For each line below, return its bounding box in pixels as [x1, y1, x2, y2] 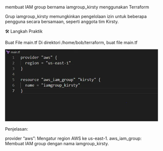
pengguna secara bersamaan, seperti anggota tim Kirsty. [5, 19, 119, 24]
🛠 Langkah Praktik [5, 29, 43, 34]
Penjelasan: [5, 126, 28, 132]
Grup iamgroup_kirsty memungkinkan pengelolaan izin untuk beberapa [5, 14, 147, 19]
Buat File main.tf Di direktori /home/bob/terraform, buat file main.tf [5, 40, 138, 45]
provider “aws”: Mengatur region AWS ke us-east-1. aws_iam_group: [5, 135, 142, 141]
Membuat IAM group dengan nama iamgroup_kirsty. [5, 141, 109, 147]
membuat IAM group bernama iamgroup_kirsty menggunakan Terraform [5, 4, 149, 10]
